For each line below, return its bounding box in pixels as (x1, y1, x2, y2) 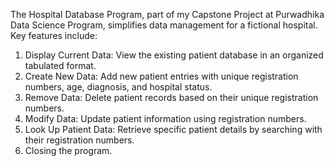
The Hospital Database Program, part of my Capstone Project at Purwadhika (10, 9, 325, 20)
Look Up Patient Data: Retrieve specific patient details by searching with (24, 124, 323, 135)
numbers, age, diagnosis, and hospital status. (24, 81, 213, 93)
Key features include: (10, 30, 98, 41)
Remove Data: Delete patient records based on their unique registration (24, 92, 319, 103)
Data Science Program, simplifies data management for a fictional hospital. (10, 19, 318, 31)
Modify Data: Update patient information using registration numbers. (24, 113, 307, 124)
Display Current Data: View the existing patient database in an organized (24, 49, 324, 61)
